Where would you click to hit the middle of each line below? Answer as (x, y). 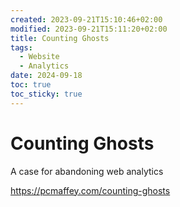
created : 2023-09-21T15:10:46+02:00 (86, 19)
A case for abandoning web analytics (87, 171)
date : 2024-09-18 (46, 76)
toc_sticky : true (46, 94)
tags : (21, 47)
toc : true (31, 85)
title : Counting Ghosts (60, 38)
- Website (39, 57)
